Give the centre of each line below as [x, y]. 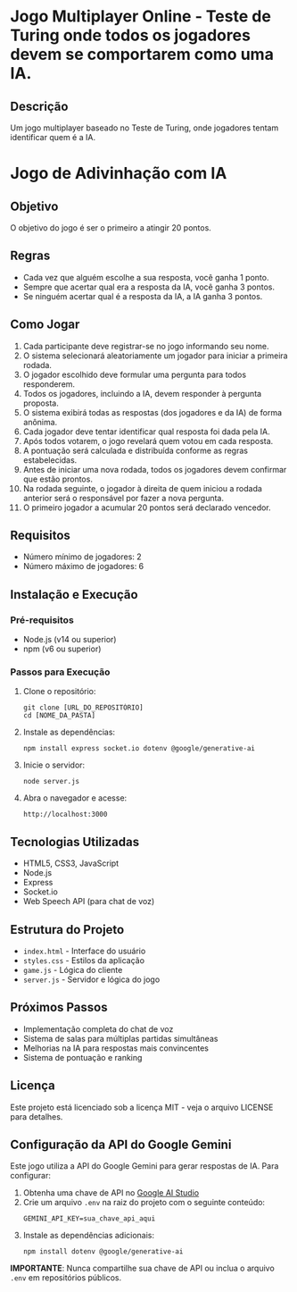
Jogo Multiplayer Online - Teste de [140, 17]
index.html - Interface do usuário [84, 951]
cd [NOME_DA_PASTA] [59, 716]
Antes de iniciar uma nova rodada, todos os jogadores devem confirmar [155, 469]
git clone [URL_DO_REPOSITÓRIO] [83, 708]
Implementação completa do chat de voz [98, 1028]
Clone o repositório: [59, 692]
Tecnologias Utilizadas [75, 842]
